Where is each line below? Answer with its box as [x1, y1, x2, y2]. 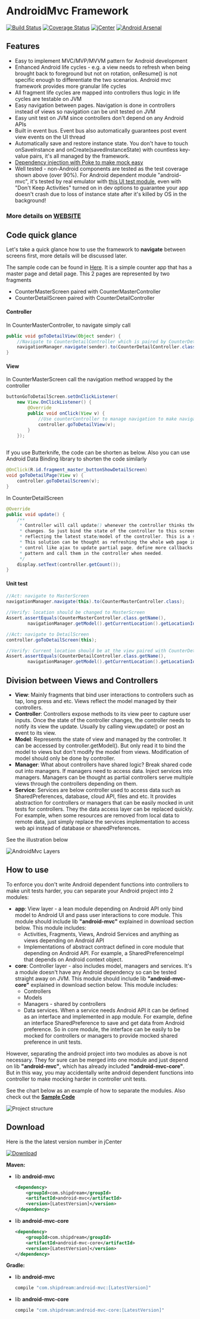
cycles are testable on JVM [14, 95, 82, 102]
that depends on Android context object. [23, 956, 123, 963]
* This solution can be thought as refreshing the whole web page [19, 539, 187, 545]
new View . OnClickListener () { [17, 399, 92, 406]
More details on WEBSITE [6, 211, 82, 220]
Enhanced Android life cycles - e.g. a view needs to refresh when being [14, 63, 190, 70]
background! [14, 197, 46, 204]
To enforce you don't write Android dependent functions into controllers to [6, 881, 189, 888]
